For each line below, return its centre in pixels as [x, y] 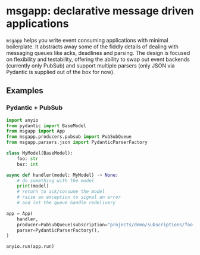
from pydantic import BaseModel [46, 126]
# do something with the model [56, 180]
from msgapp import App [36, 131]
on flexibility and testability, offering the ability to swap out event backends [98, 59]
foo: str [28, 159]
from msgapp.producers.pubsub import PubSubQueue [69, 137]
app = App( [20, 213]
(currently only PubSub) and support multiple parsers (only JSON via [90, 65]
